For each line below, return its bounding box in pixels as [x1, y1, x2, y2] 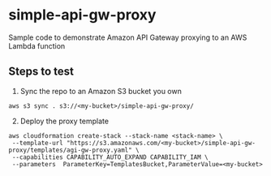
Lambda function [8, 41, 66, 50]
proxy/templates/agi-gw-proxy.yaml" [8, 146, 132, 154]
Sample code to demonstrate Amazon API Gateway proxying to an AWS [8, 32, 247, 42]
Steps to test [8, 65, 75, 79]
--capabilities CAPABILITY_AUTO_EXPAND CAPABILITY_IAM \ [11, 152, 209, 161]
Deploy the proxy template [19, 116, 110, 126]
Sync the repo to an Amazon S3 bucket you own [19, 86, 183, 96]
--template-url [11, 139, 63, 147]
